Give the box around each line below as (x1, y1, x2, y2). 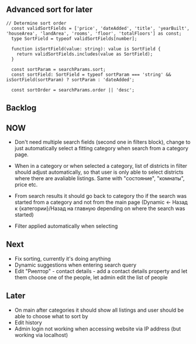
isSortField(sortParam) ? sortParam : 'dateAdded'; (6, 76, 135, 83)
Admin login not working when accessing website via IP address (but (14, 325, 181, 332)
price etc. (14, 181, 38, 188)
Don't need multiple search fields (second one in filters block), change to (14, 139, 191, 146)
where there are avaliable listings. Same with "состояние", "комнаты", (14, 175, 185, 182)
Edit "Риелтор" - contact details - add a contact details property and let (14, 267, 188, 275)
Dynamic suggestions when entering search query (14, 261, 136, 268)
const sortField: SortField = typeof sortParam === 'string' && (11, 72, 171, 77)
